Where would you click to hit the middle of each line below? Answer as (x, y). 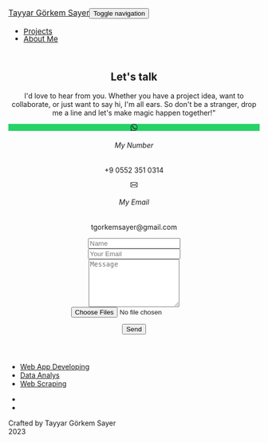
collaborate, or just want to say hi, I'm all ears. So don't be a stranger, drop (134, 105)
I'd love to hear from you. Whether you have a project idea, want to (134, 96)
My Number (134, 145)
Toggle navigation (119, 14)
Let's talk (134, 77)
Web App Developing (55, 366)
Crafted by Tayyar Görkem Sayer (62, 423)
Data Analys (39, 375)
